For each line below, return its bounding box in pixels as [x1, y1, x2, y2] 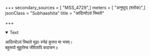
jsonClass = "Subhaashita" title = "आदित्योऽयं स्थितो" [5, 10, 104, 16]
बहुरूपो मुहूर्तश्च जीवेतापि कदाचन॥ [5, 45, 58, 50]
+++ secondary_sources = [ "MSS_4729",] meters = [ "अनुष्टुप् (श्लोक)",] [5, 5, 146, 10]
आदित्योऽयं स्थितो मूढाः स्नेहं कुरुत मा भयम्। [5, 39, 73, 45]
